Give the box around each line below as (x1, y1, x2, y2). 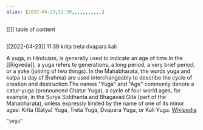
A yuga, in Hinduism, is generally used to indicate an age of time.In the (6, 54, 184, 61)
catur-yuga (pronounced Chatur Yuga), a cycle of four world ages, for (6, 86, 181, 94)
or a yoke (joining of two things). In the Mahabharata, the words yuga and (6, 67, 191, 75)
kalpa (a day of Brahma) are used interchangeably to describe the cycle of (6, 74, 193, 81)
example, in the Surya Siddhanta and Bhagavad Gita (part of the (6, 93, 166, 100)
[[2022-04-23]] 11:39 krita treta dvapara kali (6, 43, 117, 50)
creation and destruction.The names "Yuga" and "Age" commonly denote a (6, 80, 194, 87)
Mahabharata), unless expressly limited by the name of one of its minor (6, 100, 184, 107)
